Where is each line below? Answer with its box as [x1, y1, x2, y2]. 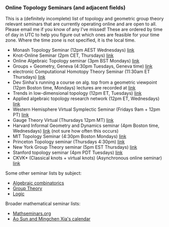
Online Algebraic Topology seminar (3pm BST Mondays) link [12, 58, 139, 64]
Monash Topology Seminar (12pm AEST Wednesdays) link [12, 47, 135, 53]
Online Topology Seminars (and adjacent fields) [5, 4, 126, 11]
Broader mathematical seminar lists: [5, 201, 80, 207]
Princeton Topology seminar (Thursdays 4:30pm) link [12, 139, 125, 145]
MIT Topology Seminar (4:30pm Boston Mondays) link [12, 134, 126, 140]
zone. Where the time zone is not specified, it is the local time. [5, 37, 136, 43]
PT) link [12, 112, 29, 118]
